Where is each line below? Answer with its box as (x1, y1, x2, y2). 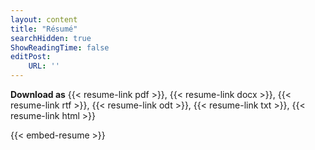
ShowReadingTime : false (10, 42, 110, 53)
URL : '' (28, 61, 60, 71)
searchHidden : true (10, 33, 92, 43)
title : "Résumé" (10, 24, 78, 34)
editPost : (10, 52, 52, 62)
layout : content (10, 14, 78, 25)
